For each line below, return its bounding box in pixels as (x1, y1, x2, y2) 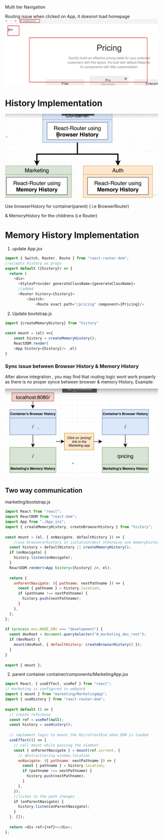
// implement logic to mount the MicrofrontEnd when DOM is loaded (9, 733, 149, 738)
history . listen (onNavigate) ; (14, 555, 73, 560)
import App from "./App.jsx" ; (5, 519, 66, 525)
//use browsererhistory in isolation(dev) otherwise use (14, 540, 131, 545)
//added (17, 286, 34, 292)
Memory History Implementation (5, 230, 139, 241)
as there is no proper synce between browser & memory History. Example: (5, 379, 154, 385)
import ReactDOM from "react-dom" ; (5, 514, 77, 519)
